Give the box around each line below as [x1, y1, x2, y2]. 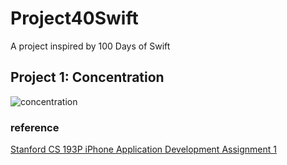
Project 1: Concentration [10, 69, 165, 86]
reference [10, 120, 60, 134]
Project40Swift [10, 7, 139, 30]
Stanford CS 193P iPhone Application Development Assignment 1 [10, 143, 277, 156]
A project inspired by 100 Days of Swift [10, 40, 171, 52]
